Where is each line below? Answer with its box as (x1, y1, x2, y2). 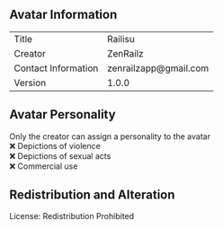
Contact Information (13, 62, 99, 75)
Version (13, 76, 47, 89)
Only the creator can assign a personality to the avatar (9, 130, 211, 142)
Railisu (106, 32, 135, 45)
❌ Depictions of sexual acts (9, 150, 111, 161)
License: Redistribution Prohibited (9, 211, 135, 222)
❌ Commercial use (9, 161, 78, 172)
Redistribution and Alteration (9, 188, 175, 203)
